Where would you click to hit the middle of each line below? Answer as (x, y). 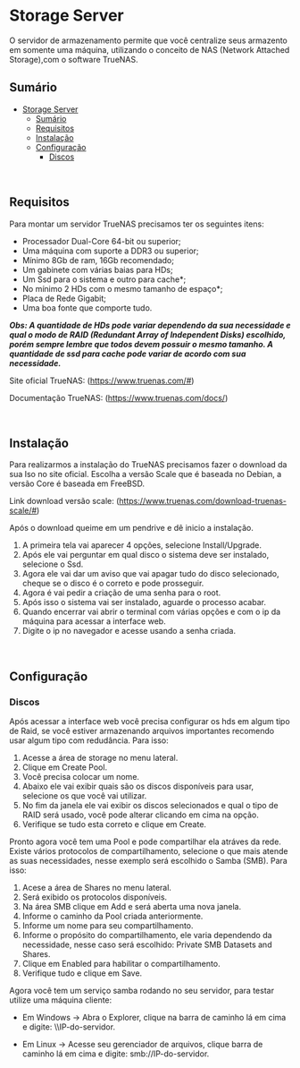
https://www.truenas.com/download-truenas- (203, 501)
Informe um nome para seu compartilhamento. (108, 926)
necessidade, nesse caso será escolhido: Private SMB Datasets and (147, 944)
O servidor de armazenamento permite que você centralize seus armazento (148, 40)
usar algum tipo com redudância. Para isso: (89, 740)
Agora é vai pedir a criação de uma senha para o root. (121, 593)
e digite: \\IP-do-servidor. (69, 1027)
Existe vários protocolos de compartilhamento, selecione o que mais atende (149, 851)
